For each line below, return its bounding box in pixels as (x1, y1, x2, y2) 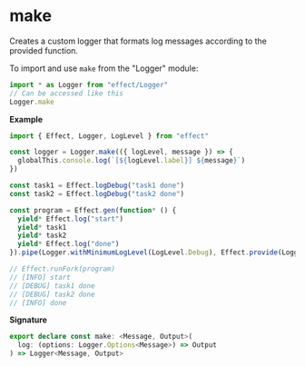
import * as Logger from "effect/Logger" (9, 80, 169, 89)
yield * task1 (17, 223, 67, 232)
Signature (9, 314, 48, 325)
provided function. (9, 45, 79, 55)
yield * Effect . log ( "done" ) (17, 240, 120, 249)
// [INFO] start (9, 273, 71, 282)
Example (9, 114, 44, 124)
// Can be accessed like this (9, 88, 124, 98)
